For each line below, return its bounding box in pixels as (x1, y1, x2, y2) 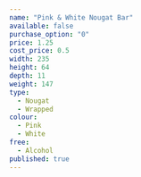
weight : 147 (9, 80, 54, 88)
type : (9, 88, 29, 97)
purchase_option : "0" (9, 29, 90, 38)
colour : (9, 113, 38, 122)
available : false (9, 21, 74, 30)
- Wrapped (17, 105, 54, 114)
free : (9, 138, 29, 147)
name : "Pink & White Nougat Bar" (9, 13, 134, 22)
